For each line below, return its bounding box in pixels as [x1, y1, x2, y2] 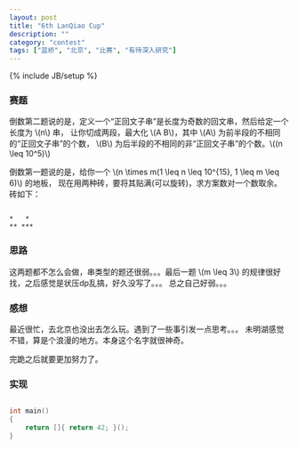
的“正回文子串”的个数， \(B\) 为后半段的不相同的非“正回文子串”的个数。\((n [9, 139, 283, 149]
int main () [9, 406, 50, 416]
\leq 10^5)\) [9, 148, 51, 159]
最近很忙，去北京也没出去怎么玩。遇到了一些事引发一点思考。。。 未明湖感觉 [9, 324, 285, 334]
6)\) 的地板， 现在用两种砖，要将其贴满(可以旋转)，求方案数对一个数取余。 [9, 178, 283, 188]
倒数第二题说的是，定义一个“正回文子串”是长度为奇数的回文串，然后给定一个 [9, 116, 289, 127]
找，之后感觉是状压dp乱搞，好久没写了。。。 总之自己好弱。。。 [9, 277, 232, 288]
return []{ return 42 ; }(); [25, 423, 129, 432]
